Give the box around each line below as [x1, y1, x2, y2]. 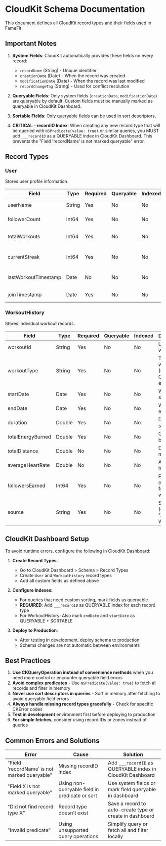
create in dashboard [108, 812, 155, 819]
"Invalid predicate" [7, 827, 51, 834]
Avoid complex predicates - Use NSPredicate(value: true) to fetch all [12, 680, 157, 686]
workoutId [7, 344, 31, 351]
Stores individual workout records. [5, 320, 75, 326]
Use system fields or [108, 780, 156, 787]
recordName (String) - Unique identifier [19, 67, 97, 73]
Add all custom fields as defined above [19, 578, 99, 583]
